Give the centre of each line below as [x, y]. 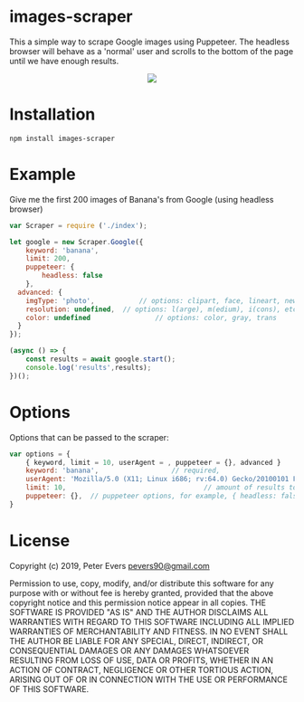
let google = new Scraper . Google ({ [76, 242]
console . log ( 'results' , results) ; [89, 367]
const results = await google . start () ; [101, 359]
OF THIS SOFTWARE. [49, 688]
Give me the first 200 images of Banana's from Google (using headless [142, 199]
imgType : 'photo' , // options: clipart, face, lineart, [153, 300]
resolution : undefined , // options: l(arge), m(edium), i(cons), [153, 309]
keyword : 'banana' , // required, [123, 471]
